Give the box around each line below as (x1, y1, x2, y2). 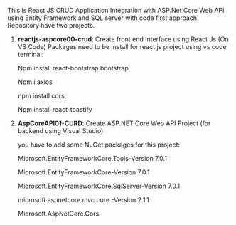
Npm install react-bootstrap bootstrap (17, 64, 129, 72)
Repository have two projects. (7, 21, 95, 29)
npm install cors (17, 92, 65, 100)
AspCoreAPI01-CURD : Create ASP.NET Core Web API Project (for (17, 119, 211, 127)
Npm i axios (17, 78, 53, 86)
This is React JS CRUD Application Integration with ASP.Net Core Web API (7, 6, 225, 14)
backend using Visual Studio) (17, 127, 104, 135)
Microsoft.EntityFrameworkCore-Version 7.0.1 (17, 168, 150, 177)
